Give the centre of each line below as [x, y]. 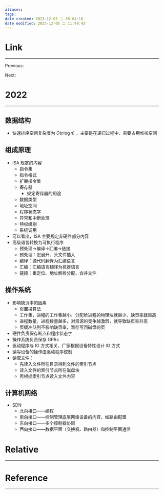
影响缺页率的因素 [29, 302]
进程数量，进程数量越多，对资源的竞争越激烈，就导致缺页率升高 [83, 321]
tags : [10, 14]
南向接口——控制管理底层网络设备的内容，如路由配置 [73, 417]
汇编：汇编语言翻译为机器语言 [49, 267]
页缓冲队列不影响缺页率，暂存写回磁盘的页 [62, 327]
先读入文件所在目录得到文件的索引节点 [58, 364]
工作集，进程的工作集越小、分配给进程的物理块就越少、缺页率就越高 [88, 315]
